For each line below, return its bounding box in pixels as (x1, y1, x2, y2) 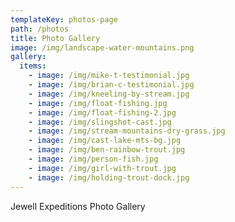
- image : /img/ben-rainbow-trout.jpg (28, 145, 186, 155)
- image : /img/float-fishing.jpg (28, 98, 168, 108)
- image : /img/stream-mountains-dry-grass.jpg (28, 126, 226, 136)
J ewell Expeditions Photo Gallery (10, 200, 146, 212)
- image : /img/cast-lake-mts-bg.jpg (28, 136, 182, 146)
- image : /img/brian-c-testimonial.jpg (28, 80, 195, 90)
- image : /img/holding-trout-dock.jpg (28, 172, 190, 183)
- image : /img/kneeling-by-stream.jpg (28, 89, 190, 99)
